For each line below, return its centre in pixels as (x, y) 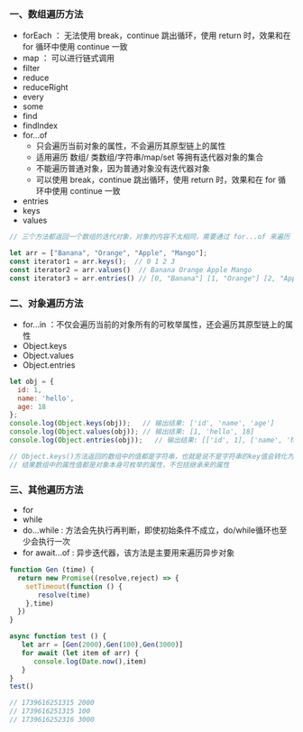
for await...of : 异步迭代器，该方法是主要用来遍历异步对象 (128, 553)
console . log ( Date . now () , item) (90, 661)
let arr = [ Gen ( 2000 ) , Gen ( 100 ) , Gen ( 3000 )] (102, 645)
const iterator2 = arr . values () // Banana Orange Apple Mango (131, 270)
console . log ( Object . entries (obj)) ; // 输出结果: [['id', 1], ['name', (146, 440)
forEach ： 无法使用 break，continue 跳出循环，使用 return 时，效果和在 (156, 36)
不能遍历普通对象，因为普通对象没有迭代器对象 (123, 169)
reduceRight (45, 87)
